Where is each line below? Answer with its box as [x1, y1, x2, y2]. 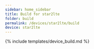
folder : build [5, 16, 34, 21]
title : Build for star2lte [5, 12, 60, 16]
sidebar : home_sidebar [5, 7, 51, 12]
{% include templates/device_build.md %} [5, 38, 90, 44]
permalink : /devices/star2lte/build [5, 20, 79, 26]
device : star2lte [5, 25, 40, 30]
